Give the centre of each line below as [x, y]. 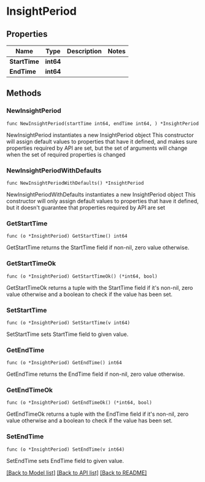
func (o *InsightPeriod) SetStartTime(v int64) [68, 323]
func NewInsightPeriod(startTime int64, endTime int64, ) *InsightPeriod [103, 123]
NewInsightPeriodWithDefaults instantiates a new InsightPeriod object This [101, 194]
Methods [24, 93]
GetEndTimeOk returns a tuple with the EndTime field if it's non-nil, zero [98, 414]
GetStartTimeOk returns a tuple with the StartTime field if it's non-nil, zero [100, 287]
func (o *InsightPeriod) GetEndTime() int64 [64, 363]
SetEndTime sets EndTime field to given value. [65, 461]
